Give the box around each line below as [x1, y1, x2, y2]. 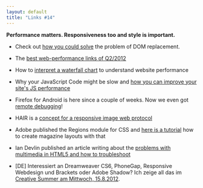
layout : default [6, 8, 47, 15]
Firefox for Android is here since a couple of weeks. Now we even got [14, 96, 189, 103]
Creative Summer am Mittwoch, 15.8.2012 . [14, 175, 120, 182]
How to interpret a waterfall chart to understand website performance [14, 66, 189, 73]
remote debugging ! [14, 102, 63, 109]
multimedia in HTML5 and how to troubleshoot [14, 151, 131, 158]
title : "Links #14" [6, 15, 56, 21]
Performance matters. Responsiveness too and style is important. [6, 31, 175, 38]
